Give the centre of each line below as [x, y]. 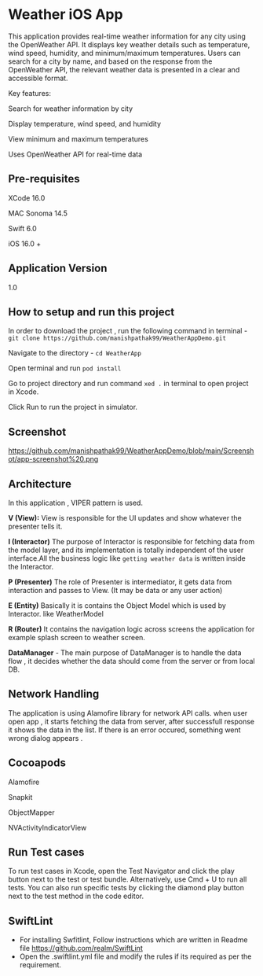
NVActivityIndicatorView [47, 827]
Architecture [40, 484]
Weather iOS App [66, 15]
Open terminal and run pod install [65, 368]
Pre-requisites [44, 179]
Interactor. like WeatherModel [56, 614]
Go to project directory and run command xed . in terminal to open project [128, 384]
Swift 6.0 [22, 228]
